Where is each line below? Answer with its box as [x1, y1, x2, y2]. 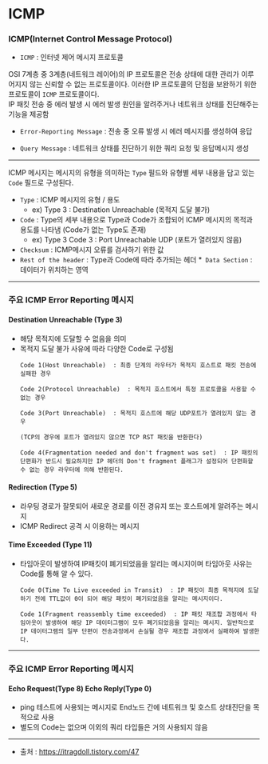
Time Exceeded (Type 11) [8, 540, 93, 550]
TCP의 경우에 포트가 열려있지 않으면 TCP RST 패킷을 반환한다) [23, 433, 203, 441]
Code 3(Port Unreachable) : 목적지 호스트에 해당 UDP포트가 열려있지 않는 [19, 409, 247, 417]
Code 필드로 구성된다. [8, 178, 74, 188]
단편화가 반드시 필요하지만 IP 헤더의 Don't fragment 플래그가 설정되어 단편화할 [19, 457, 254, 465]
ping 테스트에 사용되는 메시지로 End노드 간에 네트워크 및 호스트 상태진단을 [19, 702, 251, 712]
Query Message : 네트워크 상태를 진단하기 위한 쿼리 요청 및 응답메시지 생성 [19, 143, 250, 153]
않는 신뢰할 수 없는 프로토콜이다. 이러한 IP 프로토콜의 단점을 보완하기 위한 [29, 79, 257, 89]
